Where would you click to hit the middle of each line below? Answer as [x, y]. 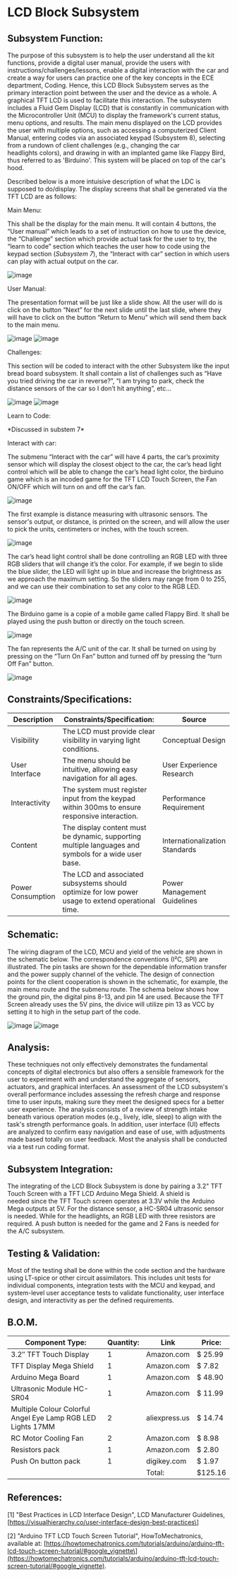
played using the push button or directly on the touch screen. [96, 621]
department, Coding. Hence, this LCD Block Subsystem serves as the [108, 85]
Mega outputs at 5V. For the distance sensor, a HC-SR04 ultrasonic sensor [116, 1209]
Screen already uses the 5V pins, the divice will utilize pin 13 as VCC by [111, 1004]
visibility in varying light [102, 740]
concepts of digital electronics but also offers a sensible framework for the [116, 1072]
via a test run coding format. [48, 1147]
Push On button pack [46, 1461]
